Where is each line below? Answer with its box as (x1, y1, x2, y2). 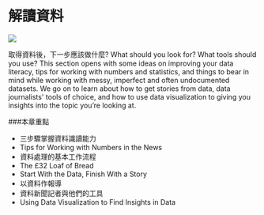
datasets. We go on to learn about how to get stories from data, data (8, 84, 231, 93)
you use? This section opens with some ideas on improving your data (8, 58, 234, 68)
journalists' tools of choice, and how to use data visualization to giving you (8, 92, 251, 101)
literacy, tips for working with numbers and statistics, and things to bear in (8, 66, 250, 76)
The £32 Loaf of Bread (19, 160, 94, 170)
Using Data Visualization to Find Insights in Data (19, 197, 176, 206)
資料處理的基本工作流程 (19, 152, 96, 161)
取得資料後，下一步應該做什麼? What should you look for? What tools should (8, 49, 257, 59)
